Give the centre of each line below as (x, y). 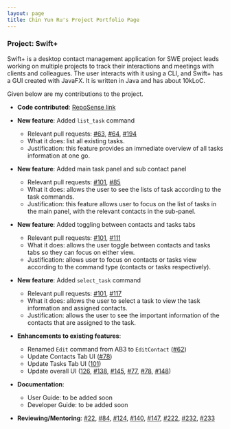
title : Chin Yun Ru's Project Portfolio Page (73, 20)
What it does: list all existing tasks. (76, 140)
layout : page (26, 13)
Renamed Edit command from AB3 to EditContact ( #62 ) (107, 349)
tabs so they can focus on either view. (81, 252)
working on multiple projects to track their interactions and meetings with (111, 66)
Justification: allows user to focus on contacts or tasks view (112, 259)
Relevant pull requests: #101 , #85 (74, 182)
